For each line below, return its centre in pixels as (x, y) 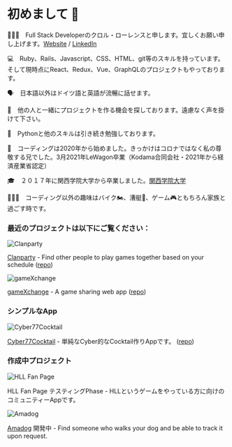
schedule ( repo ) (30, 265)
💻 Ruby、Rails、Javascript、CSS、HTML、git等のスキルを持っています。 (116, 58)
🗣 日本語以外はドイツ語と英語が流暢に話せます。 (81, 93)
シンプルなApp (32, 311)
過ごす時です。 (29, 208)
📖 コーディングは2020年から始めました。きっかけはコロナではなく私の (111, 148)
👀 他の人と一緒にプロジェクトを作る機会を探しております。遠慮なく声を (113, 109)
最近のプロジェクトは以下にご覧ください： (79, 228)
